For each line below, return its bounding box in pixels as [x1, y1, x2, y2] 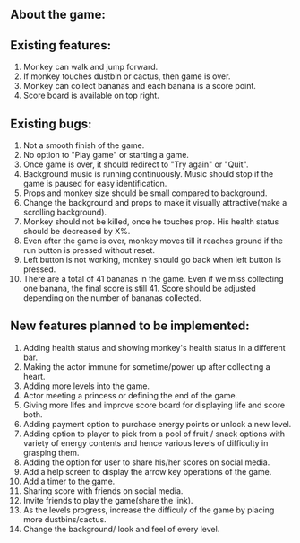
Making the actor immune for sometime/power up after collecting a [22, 361, 271, 372]
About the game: [10, 7, 106, 22]
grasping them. [22, 447, 80, 458]
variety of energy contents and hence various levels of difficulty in [22, 437, 269, 448]
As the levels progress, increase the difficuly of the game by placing [22, 504, 275, 515]
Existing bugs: [10, 116, 92, 131]
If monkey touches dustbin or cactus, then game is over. [22, 71, 231, 82]
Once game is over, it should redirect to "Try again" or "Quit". [22, 159, 249, 170]
